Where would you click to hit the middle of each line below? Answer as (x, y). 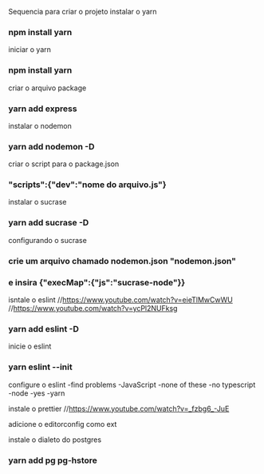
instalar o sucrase (37, 202)
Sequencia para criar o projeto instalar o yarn (83, 12)
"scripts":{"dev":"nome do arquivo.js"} (87, 185)
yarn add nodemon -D (51, 146)
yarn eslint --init (41, 367)
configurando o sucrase (48, 240)
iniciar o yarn (30, 50)
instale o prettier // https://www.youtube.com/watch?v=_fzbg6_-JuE (119, 408)
